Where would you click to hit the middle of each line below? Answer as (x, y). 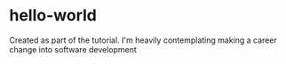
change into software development (73, 49)
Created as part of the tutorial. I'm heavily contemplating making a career (143, 40)
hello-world (53, 16)
